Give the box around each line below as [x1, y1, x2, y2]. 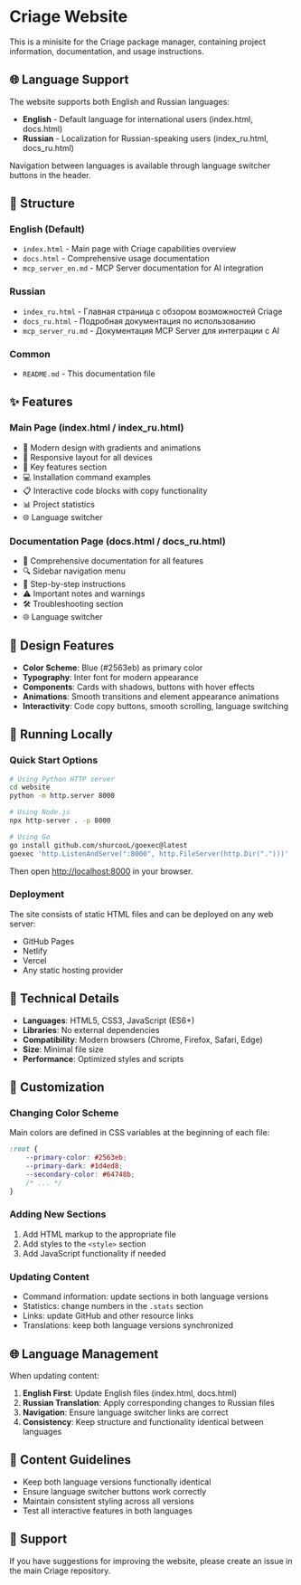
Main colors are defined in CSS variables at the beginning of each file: [9, 1127, 270, 1138]
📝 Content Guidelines [9, 1452, 131, 1467]
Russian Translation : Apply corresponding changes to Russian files [22, 1397, 276, 1408]
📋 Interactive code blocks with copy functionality [22, 485, 208, 496]
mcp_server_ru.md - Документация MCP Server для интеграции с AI [22, 325, 280, 336]
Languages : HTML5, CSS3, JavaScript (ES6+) [22, 1015, 195, 1026]
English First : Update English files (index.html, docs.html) [22, 1387, 238, 1399]
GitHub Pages [22, 935, 75, 946]
